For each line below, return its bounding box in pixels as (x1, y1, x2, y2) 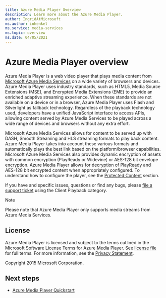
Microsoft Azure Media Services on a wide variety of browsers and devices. (5, 78, 160, 84)
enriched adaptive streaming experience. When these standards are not (5, 94, 152, 100)
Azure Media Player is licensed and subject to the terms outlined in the (5, 239, 150, 245)
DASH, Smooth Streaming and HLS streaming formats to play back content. (5, 135, 159, 141)
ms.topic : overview (5, 30, 46, 35)
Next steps (5, 274, 40, 283)
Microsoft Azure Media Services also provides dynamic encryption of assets (5, 151, 161, 157)
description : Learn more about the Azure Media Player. (5, 12, 123, 17)
